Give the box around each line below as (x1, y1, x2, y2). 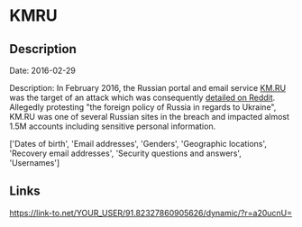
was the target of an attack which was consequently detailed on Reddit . (9, 92, 276, 103)
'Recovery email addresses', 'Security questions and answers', (9, 148, 242, 159)
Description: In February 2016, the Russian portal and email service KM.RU (9, 83, 287, 93)
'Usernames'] (9, 158, 60, 168)
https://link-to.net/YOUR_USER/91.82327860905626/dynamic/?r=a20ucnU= (9, 207, 293, 218)
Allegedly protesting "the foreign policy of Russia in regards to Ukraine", (9, 102, 277, 113)
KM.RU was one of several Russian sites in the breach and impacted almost (9, 112, 290, 122)
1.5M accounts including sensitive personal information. (9, 121, 216, 132)
